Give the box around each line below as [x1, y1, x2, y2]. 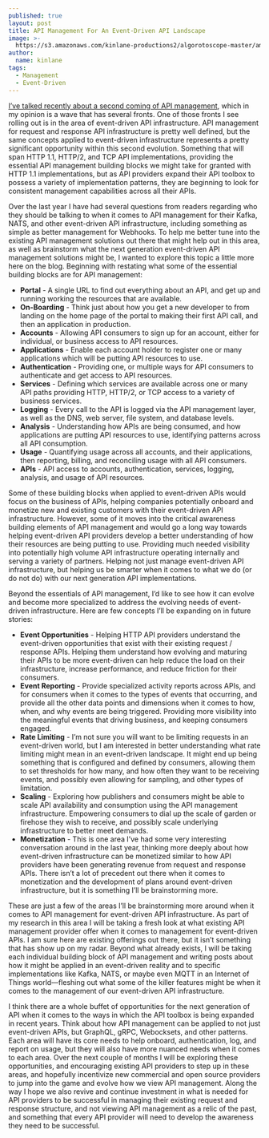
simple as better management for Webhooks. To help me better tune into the [8, 227, 260, 236]
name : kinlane [15, 57, 62, 65]
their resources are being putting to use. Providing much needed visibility [8, 539, 251, 549]
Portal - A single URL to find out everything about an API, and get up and [19, 285, 261, 295]
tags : [8, 64, 26, 72]
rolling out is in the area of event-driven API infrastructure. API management [8, 118, 259, 127]
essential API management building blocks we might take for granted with [8, 160, 251, 170]
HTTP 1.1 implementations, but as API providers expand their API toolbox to [8, 169, 255, 179]
